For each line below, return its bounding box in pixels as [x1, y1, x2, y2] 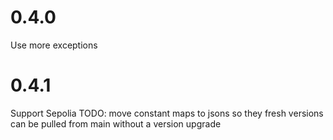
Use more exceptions [10, 39, 98, 51]
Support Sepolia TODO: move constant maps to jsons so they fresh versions [10, 107, 324, 119]
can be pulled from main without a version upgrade [10, 117, 222, 130]
